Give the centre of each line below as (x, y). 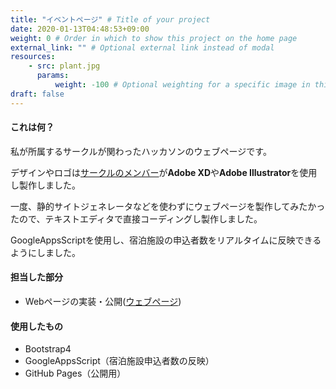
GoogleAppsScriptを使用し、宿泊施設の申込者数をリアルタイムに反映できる (166, 240)
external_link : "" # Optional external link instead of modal (142, 47)
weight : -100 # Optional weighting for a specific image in (182, 85)
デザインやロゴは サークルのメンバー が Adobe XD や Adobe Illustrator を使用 (164, 172)
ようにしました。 (45, 252)
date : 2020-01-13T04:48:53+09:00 (80, 29)
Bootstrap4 (48, 349)
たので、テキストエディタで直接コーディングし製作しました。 (136, 218)
